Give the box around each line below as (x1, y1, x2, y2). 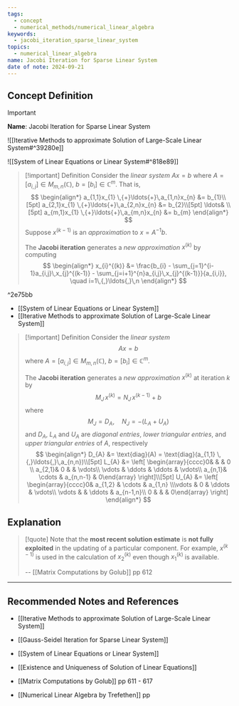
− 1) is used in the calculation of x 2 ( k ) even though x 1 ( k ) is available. (24, 551, 219, 563)
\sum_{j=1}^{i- (172, 261, 215, 270)
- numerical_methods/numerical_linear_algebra (14, 23, 154, 31)
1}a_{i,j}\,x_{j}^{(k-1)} (29, 269, 91, 278)
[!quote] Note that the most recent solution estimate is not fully (24, 535, 214, 544)
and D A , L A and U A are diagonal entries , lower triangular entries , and (24, 430, 226, 440)
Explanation (7, 516, 62, 528)
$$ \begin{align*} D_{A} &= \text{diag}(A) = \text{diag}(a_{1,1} (35, 450, 216, 459)
